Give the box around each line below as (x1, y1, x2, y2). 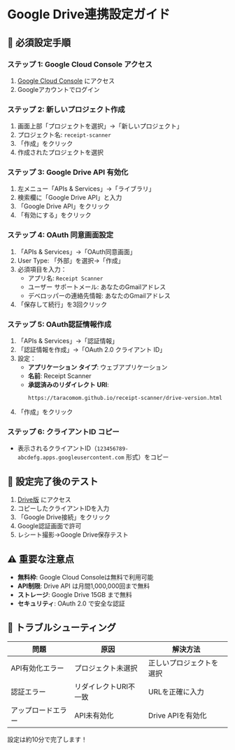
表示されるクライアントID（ (17, 444, 98, 453)
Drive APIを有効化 (148, 710, 208, 720)
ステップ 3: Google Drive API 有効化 (7, 168, 129, 178)
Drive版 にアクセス (17, 495, 71, 504)
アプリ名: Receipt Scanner (27, 274, 104, 282)
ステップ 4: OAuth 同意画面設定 (7, 230, 114, 240)
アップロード (10, 705, 54, 715)
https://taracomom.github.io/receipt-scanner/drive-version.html (27, 394, 222, 402)
